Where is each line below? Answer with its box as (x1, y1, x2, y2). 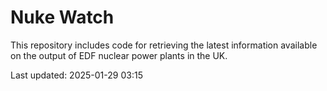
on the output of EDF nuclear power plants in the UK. (10, 49, 228, 61)
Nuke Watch (10, 6, 115, 29)
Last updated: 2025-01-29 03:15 (10, 69, 143, 81)
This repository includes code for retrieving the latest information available (10, 39, 318, 51)
